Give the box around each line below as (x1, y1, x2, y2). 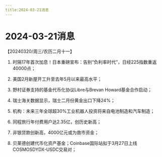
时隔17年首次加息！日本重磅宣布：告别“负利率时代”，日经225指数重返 (12, 59, 157, 65)
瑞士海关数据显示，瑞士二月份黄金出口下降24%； (12, 97, 115, 103)
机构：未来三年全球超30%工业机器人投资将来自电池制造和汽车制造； (12, 108, 155, 114)
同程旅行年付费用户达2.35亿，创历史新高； (12, 119, 102, 125)
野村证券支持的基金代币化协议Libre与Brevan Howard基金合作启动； (12, 87, 152, 93)
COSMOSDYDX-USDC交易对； (12, 146, 77, 152)
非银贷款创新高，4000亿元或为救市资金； (12, 129, 99, 135)
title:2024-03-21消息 (5, 7, 49, 13)
